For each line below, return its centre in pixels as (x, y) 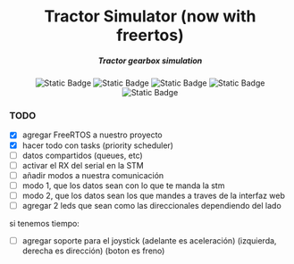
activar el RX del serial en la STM (83, 165)
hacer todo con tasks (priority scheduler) (98, 145)
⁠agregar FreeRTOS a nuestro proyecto (92, 135)
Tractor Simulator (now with (150, 16)
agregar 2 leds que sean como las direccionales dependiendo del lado (151, 205)
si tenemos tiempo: (45, 223)
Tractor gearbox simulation (150, 61)
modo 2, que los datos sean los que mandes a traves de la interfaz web (154, 195)
